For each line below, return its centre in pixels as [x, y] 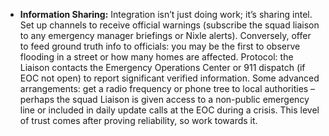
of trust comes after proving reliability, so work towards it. [138, 120]
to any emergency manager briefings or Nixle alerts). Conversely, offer [165, 35]
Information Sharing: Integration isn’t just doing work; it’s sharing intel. [166, 14]
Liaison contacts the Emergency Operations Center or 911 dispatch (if [162, 67]
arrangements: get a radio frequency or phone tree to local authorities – [167, 88]
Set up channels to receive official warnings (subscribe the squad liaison [169, 25]
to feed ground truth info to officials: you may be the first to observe [160, 46]
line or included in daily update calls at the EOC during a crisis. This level [169, 110]
